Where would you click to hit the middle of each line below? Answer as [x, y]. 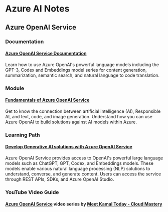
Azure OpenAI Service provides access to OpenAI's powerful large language [84, 158]
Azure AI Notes [37, 9]
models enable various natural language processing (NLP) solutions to [78, 168]
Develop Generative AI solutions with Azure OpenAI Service [69, 147]
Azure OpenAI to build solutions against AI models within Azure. [71, 122]
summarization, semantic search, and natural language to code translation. [82, 75]
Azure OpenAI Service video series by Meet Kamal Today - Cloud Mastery [84, 204]
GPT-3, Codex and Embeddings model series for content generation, [76, 70]
